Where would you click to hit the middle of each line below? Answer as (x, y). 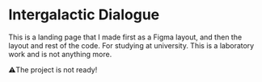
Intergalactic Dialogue (84, 15)
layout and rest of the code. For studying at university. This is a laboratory (131, 45)
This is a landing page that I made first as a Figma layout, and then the (125, 37)
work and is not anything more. (60, 54)
